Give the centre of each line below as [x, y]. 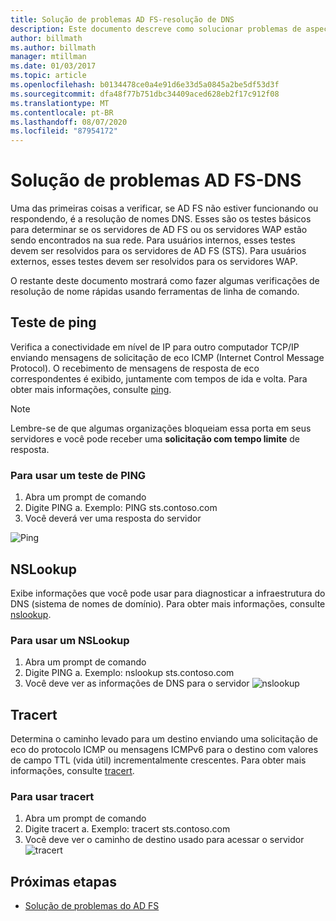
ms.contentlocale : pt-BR [62, 112]
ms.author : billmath [53, 47]
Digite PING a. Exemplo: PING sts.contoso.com [121, 508]
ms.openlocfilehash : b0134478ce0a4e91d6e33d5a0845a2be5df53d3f [145, 85]
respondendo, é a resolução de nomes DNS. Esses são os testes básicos [161, 219]
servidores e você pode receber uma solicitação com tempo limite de [155, 438]
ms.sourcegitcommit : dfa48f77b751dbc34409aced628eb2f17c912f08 [145, 94]
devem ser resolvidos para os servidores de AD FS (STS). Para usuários [158, 251]
